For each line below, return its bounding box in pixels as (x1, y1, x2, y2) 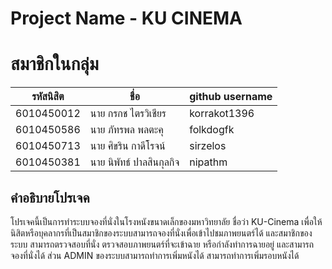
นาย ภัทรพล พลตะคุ (89, 123, 164, 137)
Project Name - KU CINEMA (10, 7, 243, 30)
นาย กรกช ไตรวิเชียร (89, 107, 167, 121)
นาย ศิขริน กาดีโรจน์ (89, 139, 166, 153)
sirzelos (189, 139, 227, 153)
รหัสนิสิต (31, 90, 65, 104)
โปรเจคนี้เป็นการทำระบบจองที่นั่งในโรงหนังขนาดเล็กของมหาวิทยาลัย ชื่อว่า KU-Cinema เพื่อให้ (10, 215, 323, 227)
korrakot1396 (189, 107, 255, 121)
